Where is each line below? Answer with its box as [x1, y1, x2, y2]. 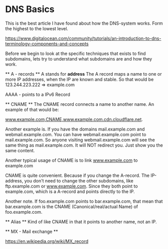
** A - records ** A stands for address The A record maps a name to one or [5, 71, 162, 77]
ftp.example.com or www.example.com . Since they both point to [5, 183, 138, 189]
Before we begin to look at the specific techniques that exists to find [5, 50, 146, 56]
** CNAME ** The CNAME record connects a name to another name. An [5, 101, 154, 107]
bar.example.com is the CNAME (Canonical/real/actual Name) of [5, 203, 138, 210]
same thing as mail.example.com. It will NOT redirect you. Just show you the [5, 142, 163, 148]
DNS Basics [5, 4, 55, 15]
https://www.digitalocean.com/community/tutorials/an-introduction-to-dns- [5, 35, 161, 41]
